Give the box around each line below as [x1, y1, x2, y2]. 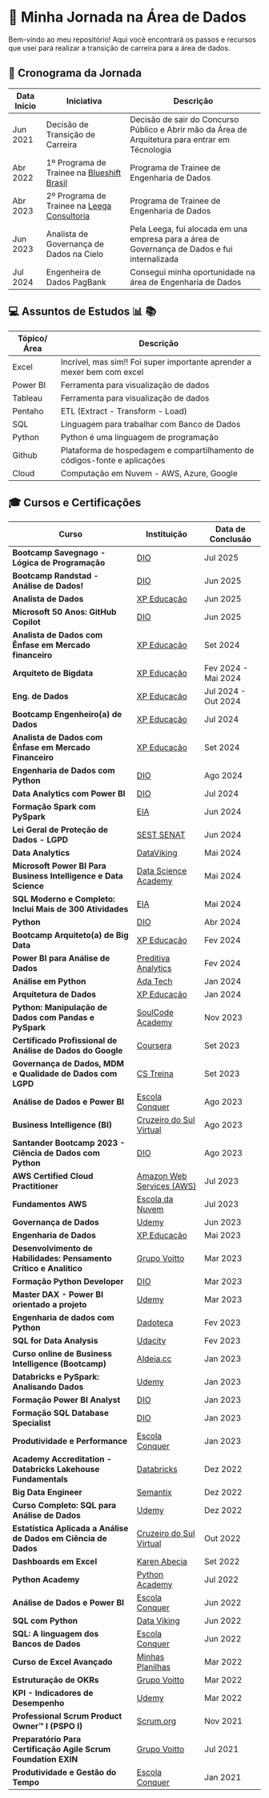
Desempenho [12, 1698, 65, 1709]
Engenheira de [46, 266, 102, 277]
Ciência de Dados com [12, 1148, 100, 1159]
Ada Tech [136, 976, 173, 987]
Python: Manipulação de [12, 1002, 108, 1013]
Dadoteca [136, 1317, 174, 1328]
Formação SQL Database [12, 1408, 110, 1419]
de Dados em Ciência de [12, 1533, 107, 1544]
